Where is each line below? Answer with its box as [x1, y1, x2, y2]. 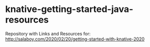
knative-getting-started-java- [5, 3, 134, 15]
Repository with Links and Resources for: [5, 30, 91, 36]
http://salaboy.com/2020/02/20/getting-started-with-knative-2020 [5, 36, 145, 42]
